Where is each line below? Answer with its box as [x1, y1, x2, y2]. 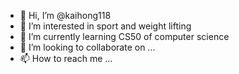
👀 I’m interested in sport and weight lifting [19, 20, 192, 32]
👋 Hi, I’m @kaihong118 [19, 10, 112, 21]
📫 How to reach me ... [19, 53, 113, 64]
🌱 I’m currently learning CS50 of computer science [19, 31, 230, 42]
